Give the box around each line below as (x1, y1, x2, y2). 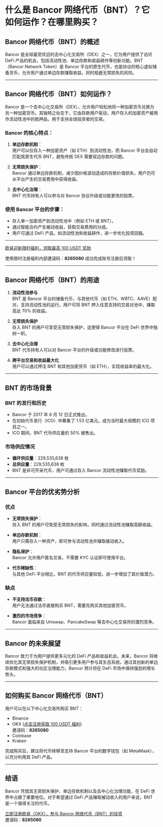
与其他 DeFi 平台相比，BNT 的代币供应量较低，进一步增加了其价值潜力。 (12, 571, 157, 577)
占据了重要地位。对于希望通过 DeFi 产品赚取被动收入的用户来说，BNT (13, 794, 153, 800)
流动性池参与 (12, 290, 38, 296)
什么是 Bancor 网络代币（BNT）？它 (5, 4, 150, 16)
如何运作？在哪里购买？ (5, 17, 99, 28)
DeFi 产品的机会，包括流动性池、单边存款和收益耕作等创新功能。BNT (5, 58, 143, 63)
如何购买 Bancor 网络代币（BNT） (5, 691, 108, 700)
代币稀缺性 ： (12, 565, 38, 571)
